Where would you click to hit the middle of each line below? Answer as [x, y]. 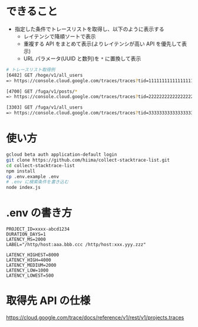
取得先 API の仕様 [48, 301]
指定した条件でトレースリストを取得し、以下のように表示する [90, 29]
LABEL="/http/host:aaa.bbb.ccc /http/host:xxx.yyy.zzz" [76, 245]
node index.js [24, 188]
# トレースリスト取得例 [31, 70]
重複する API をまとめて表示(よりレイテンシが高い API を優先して [103, 44]
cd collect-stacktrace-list [41, 165]
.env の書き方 [39, 213]
